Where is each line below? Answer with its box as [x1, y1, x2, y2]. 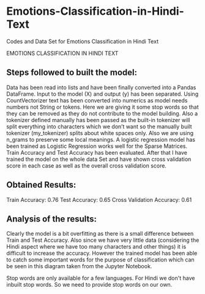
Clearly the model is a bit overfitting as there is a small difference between [6, 230, 194, 238]
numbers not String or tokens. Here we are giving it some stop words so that [6, 103, 199, 110]
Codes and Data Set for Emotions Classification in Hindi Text [6, 37, 159, 45]
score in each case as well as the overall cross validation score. [6, 161, 167, 169]
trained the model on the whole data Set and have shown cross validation [6, 155, 192, 163]
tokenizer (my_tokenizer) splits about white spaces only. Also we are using [6, 129, 194, 136]
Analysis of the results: [6, 214, 97, 224]
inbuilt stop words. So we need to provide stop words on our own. [6, 281, 173, 288]
